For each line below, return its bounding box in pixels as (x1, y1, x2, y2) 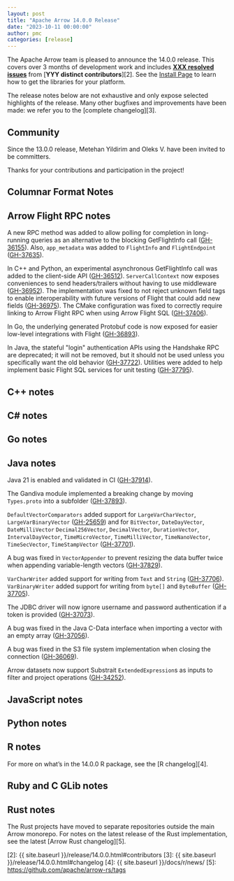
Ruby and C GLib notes (7, 780, 108, 792)
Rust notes (7, 803, 55, 815)
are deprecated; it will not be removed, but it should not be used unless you (7, 351, 225, 359)
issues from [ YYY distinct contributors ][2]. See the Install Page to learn (7, 71, 217, 79)
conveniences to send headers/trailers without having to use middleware (7, 279, 217, 287)
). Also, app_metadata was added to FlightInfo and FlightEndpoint (24, 243, 216, 252)
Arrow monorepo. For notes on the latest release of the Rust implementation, (7, 829, 228, 838)
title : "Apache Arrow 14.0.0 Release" (7, 17, 120, 24)
